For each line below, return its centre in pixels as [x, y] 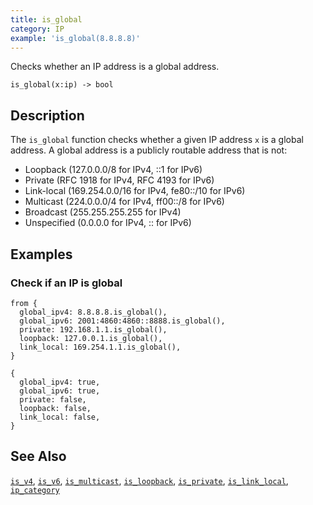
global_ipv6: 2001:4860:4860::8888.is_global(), [122, 321]
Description [47, 115]
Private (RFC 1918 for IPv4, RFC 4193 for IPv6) [119, 180]
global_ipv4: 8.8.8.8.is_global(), [93, 312]
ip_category [35, 490]
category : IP [37, 29]
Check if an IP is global [66, 283]
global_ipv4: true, [60, 382]
